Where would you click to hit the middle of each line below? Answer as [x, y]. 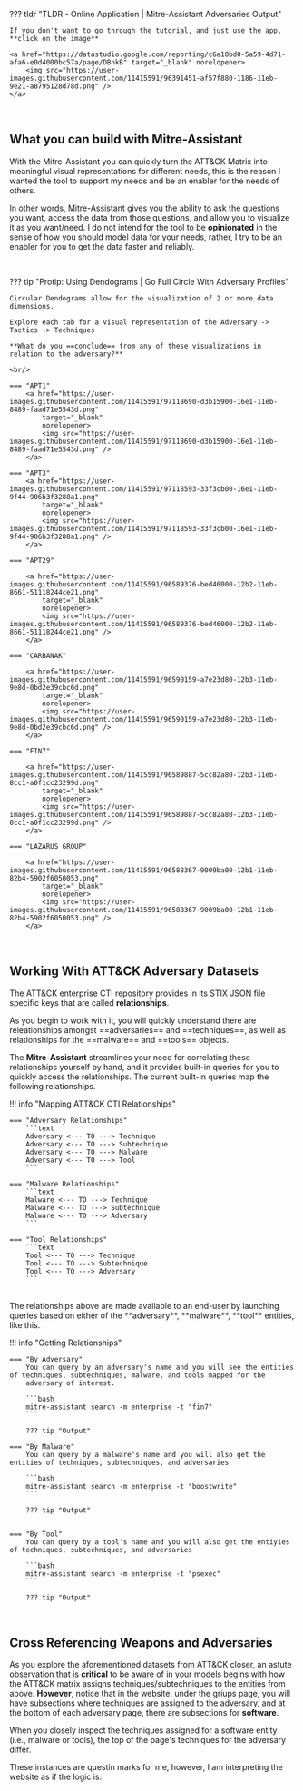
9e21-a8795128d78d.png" [54, 86]
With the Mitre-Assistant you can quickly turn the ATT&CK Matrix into [138, 161]
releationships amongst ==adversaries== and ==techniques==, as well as [147, 1029]
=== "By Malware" [42, 1447]
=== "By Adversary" [46, 1359]
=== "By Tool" [36, 1534]
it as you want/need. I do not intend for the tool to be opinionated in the [143, 227]
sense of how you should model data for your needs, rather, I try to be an [146, 237]
